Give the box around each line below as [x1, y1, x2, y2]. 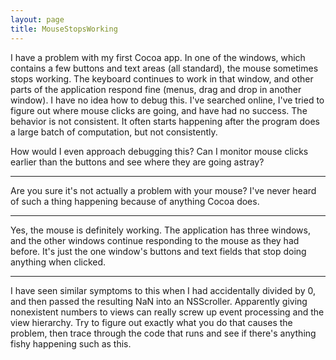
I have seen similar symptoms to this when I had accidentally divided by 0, [10, 284, 316, 296]
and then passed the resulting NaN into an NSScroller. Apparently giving [10, 295, 308, 307]
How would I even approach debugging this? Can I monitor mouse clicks [10, 145, 309, 157]
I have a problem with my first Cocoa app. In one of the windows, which [10, 51, 306, 63]
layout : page [10, 14, 65, 25]
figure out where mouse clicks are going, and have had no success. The [10, 104, 308, 116]
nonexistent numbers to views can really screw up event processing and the [10, 306, 325, 318]
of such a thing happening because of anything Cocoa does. [10, 195, 260, 207]
